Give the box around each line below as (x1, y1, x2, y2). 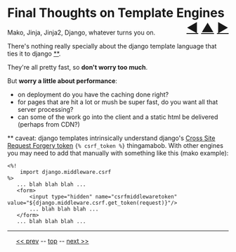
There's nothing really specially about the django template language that (7, 42, 217, 50)
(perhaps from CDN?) (17, 120, 81, 128)
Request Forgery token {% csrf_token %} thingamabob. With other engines (7, 141, 223, 149)
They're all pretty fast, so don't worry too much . (7, 63, 148, 71)
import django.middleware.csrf (20, 168, 112, 175)
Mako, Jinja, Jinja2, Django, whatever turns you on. (7, 28, 156, 37)
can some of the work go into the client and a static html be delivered (17, 113, 218, 121)
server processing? (17, 105, 74, 113)
